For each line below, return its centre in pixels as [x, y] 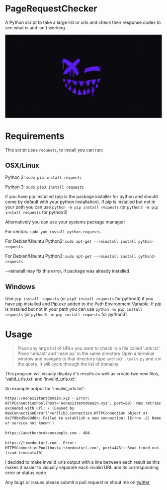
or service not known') [30, 423]
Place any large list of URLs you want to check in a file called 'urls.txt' [88, 349]
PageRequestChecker [51, 9]
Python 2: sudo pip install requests [43, 177]
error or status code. [26, 473]
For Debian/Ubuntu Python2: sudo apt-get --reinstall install [71, 241]
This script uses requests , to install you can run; [54, 150]
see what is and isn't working [35, 27]
